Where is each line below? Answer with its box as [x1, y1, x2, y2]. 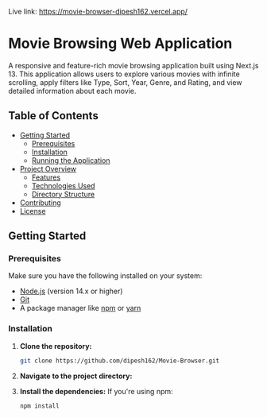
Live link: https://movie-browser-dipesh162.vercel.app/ [8, 7, 188, 16]
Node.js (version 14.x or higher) [19, 286, 123, 296]
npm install [19, 401, 60, 410]
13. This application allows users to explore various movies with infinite [8, 69, 240, 79]
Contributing [19, 198, 61, 207]
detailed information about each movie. [8, 86, 137, 95]
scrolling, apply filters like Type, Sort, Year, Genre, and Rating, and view [8, 77, 242, 87]
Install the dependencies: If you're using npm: [19, 386, 173, 396]
